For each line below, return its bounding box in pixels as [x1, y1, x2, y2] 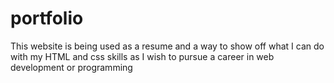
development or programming [10, 61, 133, 73]
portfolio [10, 7, 84, 30]
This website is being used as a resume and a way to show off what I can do [10, 40, 325, 52]
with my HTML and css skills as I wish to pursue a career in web [10, 50, 275, 62]
